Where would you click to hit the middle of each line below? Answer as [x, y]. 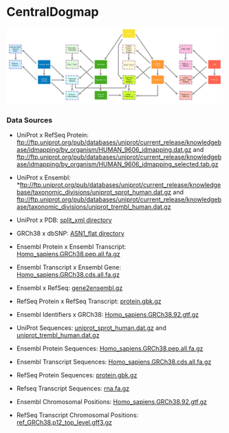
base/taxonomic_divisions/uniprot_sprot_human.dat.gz [94, 192]
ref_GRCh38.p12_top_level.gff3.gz [64, 423]
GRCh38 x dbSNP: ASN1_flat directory [70, 234]
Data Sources [30, 120]
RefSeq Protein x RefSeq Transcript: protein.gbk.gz [89, 301]
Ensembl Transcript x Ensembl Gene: [69, 267]
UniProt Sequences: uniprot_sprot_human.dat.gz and [91, 328]
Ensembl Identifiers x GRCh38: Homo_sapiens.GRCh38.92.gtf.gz [108, 315]
